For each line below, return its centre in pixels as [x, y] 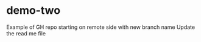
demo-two [33, 10]
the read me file [26, 33]
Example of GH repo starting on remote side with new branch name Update [101, 27]
